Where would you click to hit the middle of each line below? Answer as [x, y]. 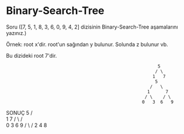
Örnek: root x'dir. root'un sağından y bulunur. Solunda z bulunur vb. [87, 44]
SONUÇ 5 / [20, 112]
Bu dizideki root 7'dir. [32, 55]
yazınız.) [16, 33]
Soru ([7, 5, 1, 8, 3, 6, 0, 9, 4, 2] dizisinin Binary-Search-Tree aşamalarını [92, 27]
